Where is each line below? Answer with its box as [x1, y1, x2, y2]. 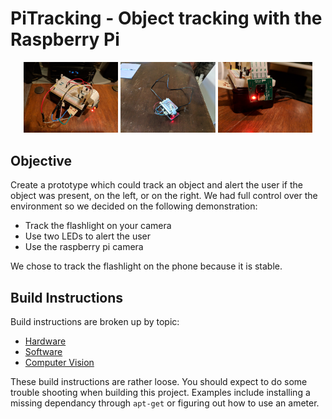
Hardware [24, 335, 67, 347]
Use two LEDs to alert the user [24, 230, 152, 242]
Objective [10, 152, 73, 169]
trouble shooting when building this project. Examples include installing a [10, 387, 311, 399]
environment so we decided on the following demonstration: [10, 200, 258, 212]
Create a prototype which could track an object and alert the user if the [10, 179, 303, 191]
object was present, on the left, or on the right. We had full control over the [10, 190, 318, 202]
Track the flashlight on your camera [24, 220, 172, 232]
